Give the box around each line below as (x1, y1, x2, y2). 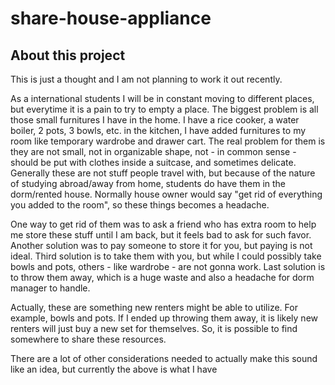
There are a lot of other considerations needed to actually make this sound (10, 353, 318, 364)
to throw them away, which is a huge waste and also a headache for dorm (10, 272, 315, 283)
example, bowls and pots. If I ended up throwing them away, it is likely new (10, 312, 318, 324)
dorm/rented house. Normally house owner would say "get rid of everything (10, 188, 323, 200)
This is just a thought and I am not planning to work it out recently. (10, 73, 283, 85)
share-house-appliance (10, 7, 212, 30)
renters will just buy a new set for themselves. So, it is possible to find (10, 323, 298, 334)
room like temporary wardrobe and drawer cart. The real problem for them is (10, 135, 326, 147)
